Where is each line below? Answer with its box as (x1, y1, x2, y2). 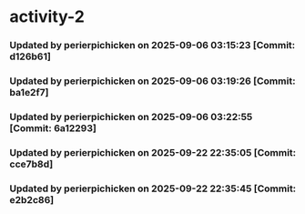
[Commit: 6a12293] (9, 121, 97, 134)
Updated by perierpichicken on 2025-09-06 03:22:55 (9, 110, 253, 123)
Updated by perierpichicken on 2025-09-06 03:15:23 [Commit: (9, 39, 296, 52)
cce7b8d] (9, 158, 54, 170)
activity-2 (9, 6, 85, 27)
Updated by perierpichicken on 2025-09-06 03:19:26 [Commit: (9, 75, 296, 87)
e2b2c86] (9, 193, 55, 206)
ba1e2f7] (9, 87, 49, 99)
